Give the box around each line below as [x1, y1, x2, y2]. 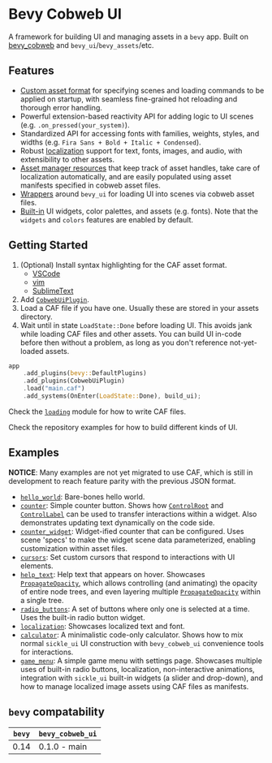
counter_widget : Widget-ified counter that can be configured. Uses [19, 526, 244, 536]
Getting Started [8, 239, 89, 252]
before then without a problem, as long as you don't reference [19, 338, 229, 347]
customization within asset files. [19, 543, 128, 553]
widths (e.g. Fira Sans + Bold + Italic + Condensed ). [19, 137, 201, 147]
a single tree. [19, 595, 64, 605]
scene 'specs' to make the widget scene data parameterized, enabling [19, 535, 256, 545]
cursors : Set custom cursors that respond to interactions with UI [19, 552, 235, 562]
